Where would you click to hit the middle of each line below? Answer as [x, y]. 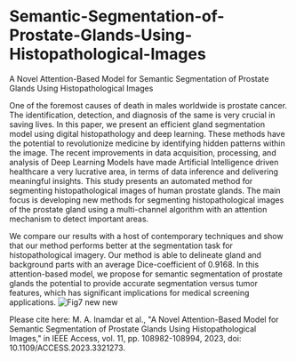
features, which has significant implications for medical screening [129, 293]
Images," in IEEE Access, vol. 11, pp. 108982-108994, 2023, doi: [125, 338]
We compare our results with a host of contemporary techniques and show [146, 236]
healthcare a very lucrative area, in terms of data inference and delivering [144, 172]
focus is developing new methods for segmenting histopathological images [147, 200]
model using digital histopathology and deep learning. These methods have [148, 133]
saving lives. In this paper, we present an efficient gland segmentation [137, 124]
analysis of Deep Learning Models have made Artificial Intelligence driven [144, 162]
